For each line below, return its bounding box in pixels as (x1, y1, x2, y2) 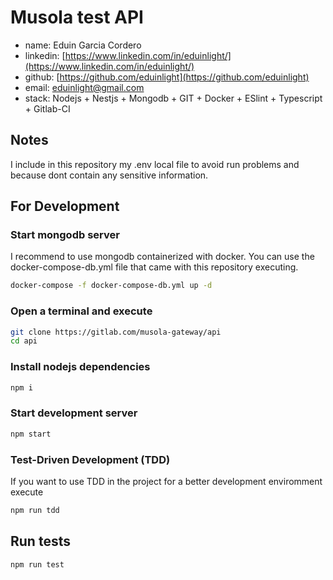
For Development (10, 198, 120, 215)
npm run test (10, 559, 65, 570)
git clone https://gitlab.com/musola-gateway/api (10, 327, 222, 337)
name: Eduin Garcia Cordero (24, 39, 142, 51)
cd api (10, 336, 38, 346)
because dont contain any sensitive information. (10, 169, 209, 181)
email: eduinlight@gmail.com (24, 81, 145, 93)
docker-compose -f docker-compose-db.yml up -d (10, 281, 213, 291)
